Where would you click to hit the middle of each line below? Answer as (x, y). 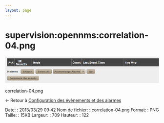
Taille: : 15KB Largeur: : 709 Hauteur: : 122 (47, 115)
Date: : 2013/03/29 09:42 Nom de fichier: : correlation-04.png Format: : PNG (82, 110)
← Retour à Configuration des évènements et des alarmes (63, 100)
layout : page (18, 10)
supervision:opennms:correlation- (77, 35)
